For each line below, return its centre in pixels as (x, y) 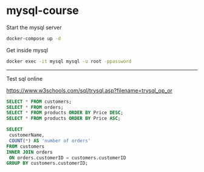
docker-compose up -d (34, 38)
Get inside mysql (27, 50)
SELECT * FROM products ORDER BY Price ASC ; (63, 119)
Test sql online (25, 78)
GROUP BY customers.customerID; (47, 163)
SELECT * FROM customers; (39, 101)
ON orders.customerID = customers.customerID (67, 158)
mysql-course (42, 11)
